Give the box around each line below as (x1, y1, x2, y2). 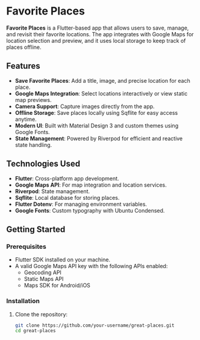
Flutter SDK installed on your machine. (14, 256, 110, 263)
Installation (6, 297, 40, 306)
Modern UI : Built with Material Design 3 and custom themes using (14, 122, 179, 129)
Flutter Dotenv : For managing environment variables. (14, 200, 148, 208)
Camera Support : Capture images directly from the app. (14, 103, 155, 110)
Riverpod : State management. (14, 187, 90, 194)
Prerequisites (6, 242, 46, 251)
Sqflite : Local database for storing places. (14, 194, 120, 201)
